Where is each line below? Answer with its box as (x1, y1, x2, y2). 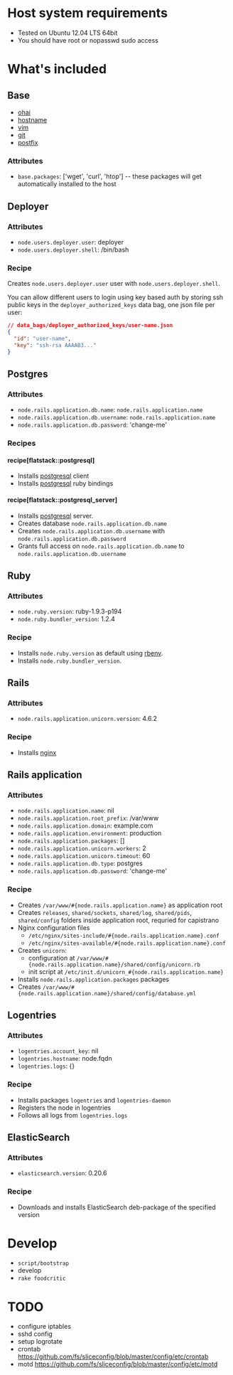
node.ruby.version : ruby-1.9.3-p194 (17, 607, 122, 616)
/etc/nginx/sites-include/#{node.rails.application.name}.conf (28, 932, 220, 939)
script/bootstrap (17, 1260, 70, 1267)
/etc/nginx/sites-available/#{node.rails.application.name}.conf (28, 940, 226, 947)
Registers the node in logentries (17, 1103, 112, 1112)
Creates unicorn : (17, 946, 67, 954)
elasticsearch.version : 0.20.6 (17, 1169, 107, 1177)
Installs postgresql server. (17, 511, 94, 520)
